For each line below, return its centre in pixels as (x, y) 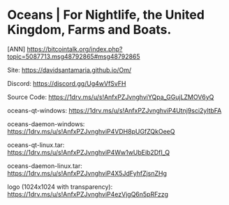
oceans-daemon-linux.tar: (45, 166)
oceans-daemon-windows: (46, 124)
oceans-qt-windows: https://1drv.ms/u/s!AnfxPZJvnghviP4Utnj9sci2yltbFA (114, 110)
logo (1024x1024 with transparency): (60, 187)
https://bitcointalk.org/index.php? (75, 49)
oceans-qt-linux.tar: (36, 145)
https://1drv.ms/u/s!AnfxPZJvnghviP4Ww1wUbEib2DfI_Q (88, 152)
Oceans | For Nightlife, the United (106, 15)
